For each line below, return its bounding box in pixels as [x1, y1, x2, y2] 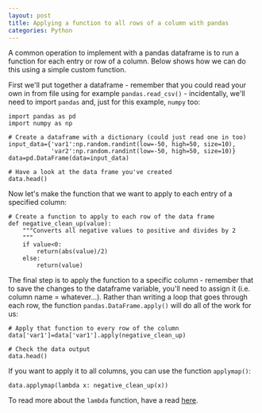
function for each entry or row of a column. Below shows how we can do [8, 56, 246, 66]
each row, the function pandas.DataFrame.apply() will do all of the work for [8, 301, 252, 311]
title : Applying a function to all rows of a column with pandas [8, 19, 229, 27]
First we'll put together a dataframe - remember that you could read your [8, 80, 246, 90]
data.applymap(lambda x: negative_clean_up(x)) [8, 382, 169, 390]
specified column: [8, 198, 67, 207]
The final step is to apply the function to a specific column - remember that [8, 276, 254, 285]
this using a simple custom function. [8, 65, 127, 75]
